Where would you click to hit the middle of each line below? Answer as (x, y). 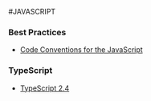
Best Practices (37, 32)
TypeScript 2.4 (45, 88)
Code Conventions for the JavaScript (81, 50)
